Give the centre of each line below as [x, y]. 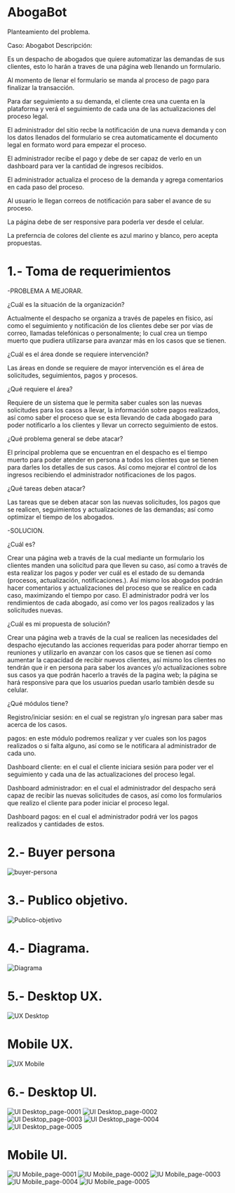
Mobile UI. [38, 1155]
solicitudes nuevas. [35, 610]
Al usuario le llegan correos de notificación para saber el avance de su [109, 201]
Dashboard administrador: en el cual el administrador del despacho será [112, 788]
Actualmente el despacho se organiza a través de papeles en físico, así [110, 318]
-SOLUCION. [26, 530]
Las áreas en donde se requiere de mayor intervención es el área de [106, 367]
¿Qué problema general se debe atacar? [65, 438]
